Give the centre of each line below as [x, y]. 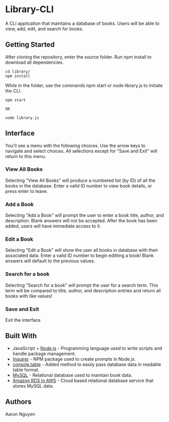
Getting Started [30, 45]
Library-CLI [30, 9]
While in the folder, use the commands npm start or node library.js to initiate [84, 85]
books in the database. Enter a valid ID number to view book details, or [79, 185]
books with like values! [29, 296]
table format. [26, 370]
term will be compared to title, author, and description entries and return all [83, 290]
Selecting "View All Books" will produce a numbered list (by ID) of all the [80, 180]
